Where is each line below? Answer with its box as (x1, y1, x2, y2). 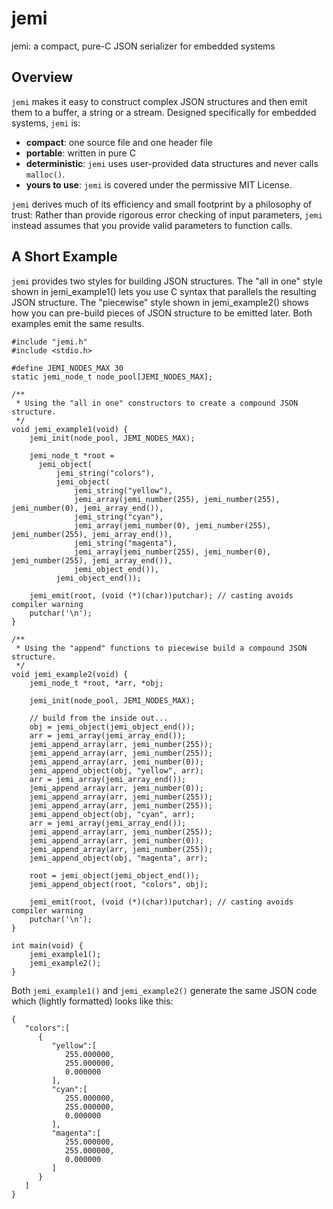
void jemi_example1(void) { (11, 424, 129, 434)
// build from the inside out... (29, 713, 169, 723)
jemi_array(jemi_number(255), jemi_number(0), (74, 547, 272, 557)
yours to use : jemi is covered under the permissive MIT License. (25, 178, 293, 191)
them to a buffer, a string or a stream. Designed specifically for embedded (11, 106, 317, 118)
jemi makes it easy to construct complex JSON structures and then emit (11, 95, 308, 107)
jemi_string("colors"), (55, 468, 156, 478)
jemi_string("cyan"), (74, 512, 164, 522)
